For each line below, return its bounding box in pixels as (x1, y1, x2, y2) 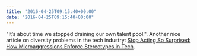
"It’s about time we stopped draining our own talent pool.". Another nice (6, 30, 181, 37)
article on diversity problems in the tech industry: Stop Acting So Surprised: (6, 37, 191, 44)
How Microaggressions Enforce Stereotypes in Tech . (6, 42, 135, 50)
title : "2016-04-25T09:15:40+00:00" (6, 8, 97, 15)
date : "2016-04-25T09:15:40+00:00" (6, 14, 94, 20)
